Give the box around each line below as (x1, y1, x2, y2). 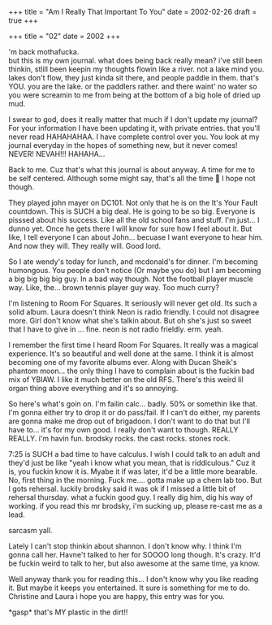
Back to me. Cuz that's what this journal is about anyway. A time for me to (8, 165, 256, 174)
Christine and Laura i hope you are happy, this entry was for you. (8, 592, 226, 601)
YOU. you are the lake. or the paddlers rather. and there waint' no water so (8, 81, 257, 91)
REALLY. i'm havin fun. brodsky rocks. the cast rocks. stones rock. (8, 434, 231, 443)
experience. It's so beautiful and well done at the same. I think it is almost (8, 349, 254, 358)
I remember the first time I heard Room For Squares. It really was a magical (8, 341, 258, 349)
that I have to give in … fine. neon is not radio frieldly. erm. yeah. (8, 324, 223, 334)
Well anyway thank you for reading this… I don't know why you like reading (8, 575, 259, 584)
